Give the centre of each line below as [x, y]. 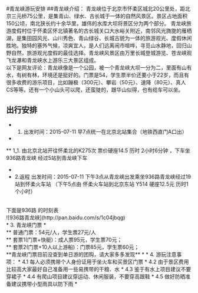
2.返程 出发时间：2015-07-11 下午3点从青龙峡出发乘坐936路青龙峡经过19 [103, 176]
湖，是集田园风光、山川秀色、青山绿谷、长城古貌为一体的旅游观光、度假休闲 [99, 38]
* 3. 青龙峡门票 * [26, 225]
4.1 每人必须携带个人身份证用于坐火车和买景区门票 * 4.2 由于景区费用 [105, 262]
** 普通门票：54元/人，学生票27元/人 [51, 232]
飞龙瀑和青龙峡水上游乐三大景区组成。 [52, 60]
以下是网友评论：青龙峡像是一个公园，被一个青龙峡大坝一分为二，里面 [91, 68]
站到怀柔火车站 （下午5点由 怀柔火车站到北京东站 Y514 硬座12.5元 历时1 [101, 184]
